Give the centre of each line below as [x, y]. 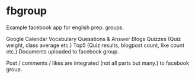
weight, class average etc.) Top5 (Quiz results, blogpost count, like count [95, 45]
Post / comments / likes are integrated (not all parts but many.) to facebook [98, 63]
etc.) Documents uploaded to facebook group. [63, 51]
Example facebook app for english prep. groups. [65, 27]
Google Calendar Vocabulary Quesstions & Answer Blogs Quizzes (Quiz [94, 39]
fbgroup [27, 11]
